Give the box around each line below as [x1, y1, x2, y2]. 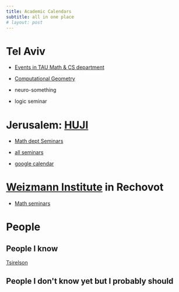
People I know [6, 244, 58, 253]
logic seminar [14, 98, 48, 105]
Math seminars [14, 200, 51, 207]
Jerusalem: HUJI [6, 118, 89, 131]
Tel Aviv [6, 44, 45, 58]
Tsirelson [6, 259, 28, 266]
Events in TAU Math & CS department [14, 64, 105, 71]
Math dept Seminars [14, 138, 64, 145]
